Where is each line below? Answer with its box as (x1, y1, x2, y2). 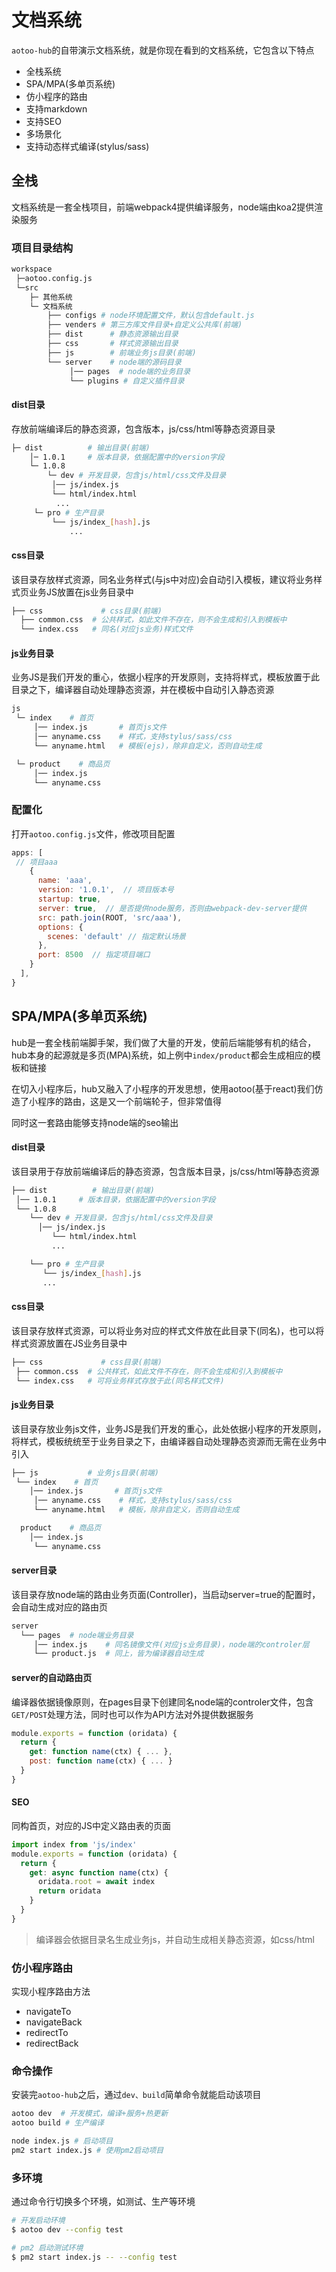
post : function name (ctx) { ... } (29, 1756, 173, 1766)
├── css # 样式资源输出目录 (47, 339, 179, 349)
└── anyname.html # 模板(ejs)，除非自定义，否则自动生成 (33, 741, 263, 751)
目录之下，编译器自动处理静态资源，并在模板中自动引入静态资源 (11, 684, 274, 696)
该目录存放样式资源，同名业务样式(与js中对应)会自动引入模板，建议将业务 (11, 573, 314, 585)
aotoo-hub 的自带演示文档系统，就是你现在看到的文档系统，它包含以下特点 (11, 44, 315, 56)
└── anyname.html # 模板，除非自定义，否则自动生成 (33, 1505, 240, 1515)
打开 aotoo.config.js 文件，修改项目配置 (11, 827, 176, 840)
